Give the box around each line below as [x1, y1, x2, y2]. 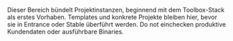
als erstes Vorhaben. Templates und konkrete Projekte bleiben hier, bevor [7, 13, 218, 21]
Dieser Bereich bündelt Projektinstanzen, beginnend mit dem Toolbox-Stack [7, 6, 225, 14]
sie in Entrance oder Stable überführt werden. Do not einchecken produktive [7, 20, 226, 28]
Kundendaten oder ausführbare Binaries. [7, 27, 124, 36]
